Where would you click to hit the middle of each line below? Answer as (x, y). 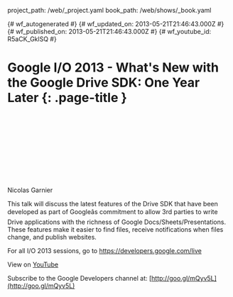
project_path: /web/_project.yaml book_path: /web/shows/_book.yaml (109, 10)
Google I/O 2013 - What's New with (113, 68)
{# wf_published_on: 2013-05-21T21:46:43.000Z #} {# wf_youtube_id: (109, 32)
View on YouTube (33, 264)
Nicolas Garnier (30, 190)
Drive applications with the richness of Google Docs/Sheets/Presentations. (116, 222)
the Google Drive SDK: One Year (104, 83)
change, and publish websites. (52, 237)
